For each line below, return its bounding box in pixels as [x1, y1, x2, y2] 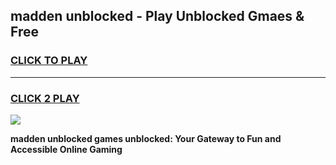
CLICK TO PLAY [10, 54, 88, 68]
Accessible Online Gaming [10, 143, 123, 155]
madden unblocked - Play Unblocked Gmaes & [10, 8, 305, 25]
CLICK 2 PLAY [10, 91, 80, 105]
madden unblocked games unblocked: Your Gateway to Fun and [10, 132, 282, 144]
